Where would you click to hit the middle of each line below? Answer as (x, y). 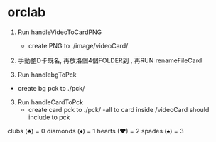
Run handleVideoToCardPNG (60, 32)
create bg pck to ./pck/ (51, 88)
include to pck (49, 117)
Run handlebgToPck (47, 75)
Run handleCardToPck (50, 102)
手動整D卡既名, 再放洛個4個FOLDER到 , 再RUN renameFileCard (110, 60)
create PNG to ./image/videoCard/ (78, 45)
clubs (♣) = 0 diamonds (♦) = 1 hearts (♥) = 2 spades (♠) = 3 (96, 131)
